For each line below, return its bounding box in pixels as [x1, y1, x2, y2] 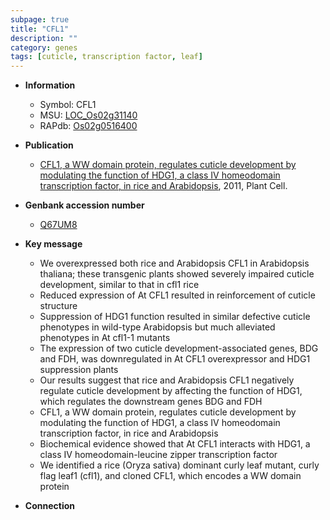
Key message [24, 238, 83, 250]
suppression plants [39, 364, 119, 376]
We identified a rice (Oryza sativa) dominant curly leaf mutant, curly [39, 459, 320, 471]
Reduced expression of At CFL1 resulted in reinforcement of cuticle [39, 289, 316, 301]
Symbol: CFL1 [39, 99, 97, 111]
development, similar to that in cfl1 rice [39, 279, 200, 291]
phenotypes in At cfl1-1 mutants [39, 332, 171, 344]
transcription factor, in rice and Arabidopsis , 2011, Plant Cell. [39, 180, 288, 192]
